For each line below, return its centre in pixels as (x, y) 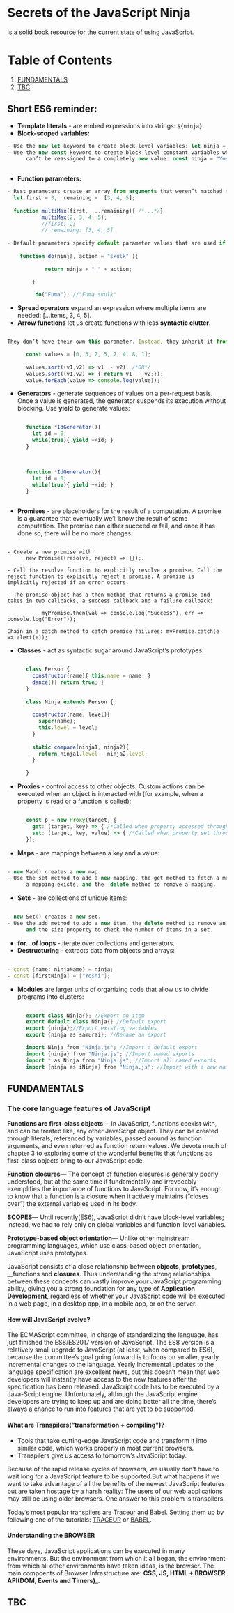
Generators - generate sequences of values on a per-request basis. (115, 393)
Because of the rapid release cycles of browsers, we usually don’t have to (113, 1469)
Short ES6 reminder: (52, 109)
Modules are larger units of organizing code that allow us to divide (113, 989)
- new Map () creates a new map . (54, 872)
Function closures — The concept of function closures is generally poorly (113, 1174)
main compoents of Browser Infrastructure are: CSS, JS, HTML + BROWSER (116, 1573)
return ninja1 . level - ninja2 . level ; (93, 754)
